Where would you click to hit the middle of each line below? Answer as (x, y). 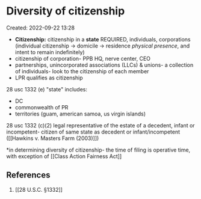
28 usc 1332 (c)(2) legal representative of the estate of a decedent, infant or (100, 125)
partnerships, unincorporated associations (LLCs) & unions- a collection (104, 65)
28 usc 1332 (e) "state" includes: (47, 89)
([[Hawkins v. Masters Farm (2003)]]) (53, 138)
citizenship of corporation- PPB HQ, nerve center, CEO (83, 58)
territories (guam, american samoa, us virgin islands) (80, 114)
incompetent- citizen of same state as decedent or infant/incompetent (93, 132)
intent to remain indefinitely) (50, 52)
